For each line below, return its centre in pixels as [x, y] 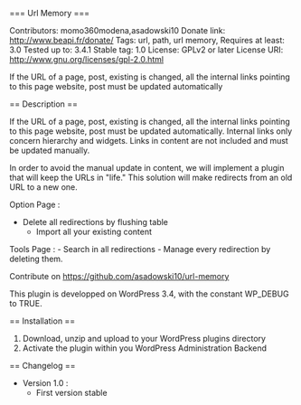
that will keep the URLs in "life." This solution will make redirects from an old [151, 177]
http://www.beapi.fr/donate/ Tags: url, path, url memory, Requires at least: [147, 40]
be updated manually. [50, 150]
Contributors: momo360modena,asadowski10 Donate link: [118, 30]
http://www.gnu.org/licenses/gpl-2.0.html [87, 59]
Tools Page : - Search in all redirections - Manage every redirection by [140, 249]
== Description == [44, 104]
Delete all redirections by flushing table [95, 222]
